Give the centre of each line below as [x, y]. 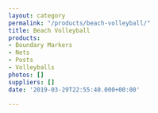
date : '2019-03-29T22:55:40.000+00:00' [74, 90]
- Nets [19, 53]
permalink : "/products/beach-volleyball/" [79, 23]
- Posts [21, 60]
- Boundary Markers [40, 45]
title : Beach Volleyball [49, 30]
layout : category [37, 16]
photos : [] [26, 75]
